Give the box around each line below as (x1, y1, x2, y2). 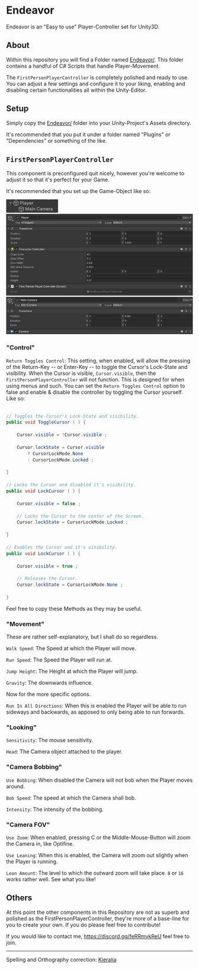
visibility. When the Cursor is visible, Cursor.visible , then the (6, 370, 156, 377)
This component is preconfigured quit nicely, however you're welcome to (6, 170, 185, 177)
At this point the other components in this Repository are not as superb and (6, 909, 190, 916)
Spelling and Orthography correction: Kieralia (6, 956, 117, 963)
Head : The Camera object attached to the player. (6, 748, 123, 755)
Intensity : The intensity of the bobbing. (6, 806, 104, 813)
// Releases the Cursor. (17, 576, 78, 582)
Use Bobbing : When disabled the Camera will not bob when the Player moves (6, 777, 193, 784)
